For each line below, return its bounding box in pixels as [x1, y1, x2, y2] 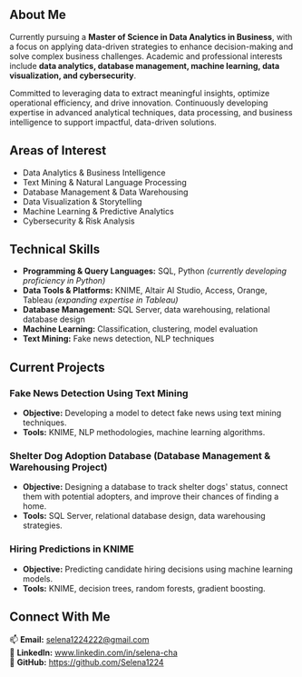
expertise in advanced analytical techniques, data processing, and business [9, 106, 293, 117]
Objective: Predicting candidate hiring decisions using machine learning [22, 563, 293, 574]
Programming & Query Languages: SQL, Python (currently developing [22, 265, 287, 276]
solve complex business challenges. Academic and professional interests [9, 50, 283, 62]
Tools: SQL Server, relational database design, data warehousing [22, 511, 266, 522]
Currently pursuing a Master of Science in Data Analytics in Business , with [9, 31, 293, 42]
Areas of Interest [9, 143, 107, 158]
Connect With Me [9, 609, 111, 625]
